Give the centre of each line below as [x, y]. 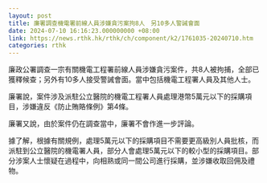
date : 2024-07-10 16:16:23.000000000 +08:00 [84, 31]
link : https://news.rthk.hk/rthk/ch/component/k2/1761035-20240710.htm [131, 38]
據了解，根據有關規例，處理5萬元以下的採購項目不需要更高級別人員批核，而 [134, 140]
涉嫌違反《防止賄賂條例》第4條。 [78, 107]
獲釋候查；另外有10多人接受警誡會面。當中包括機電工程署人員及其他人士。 [132, 79]
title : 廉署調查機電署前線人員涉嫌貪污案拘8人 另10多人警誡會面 [104, 23]
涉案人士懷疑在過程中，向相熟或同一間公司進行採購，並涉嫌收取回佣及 [131, 161]
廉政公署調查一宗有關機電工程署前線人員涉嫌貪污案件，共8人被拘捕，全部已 [134, 70]
